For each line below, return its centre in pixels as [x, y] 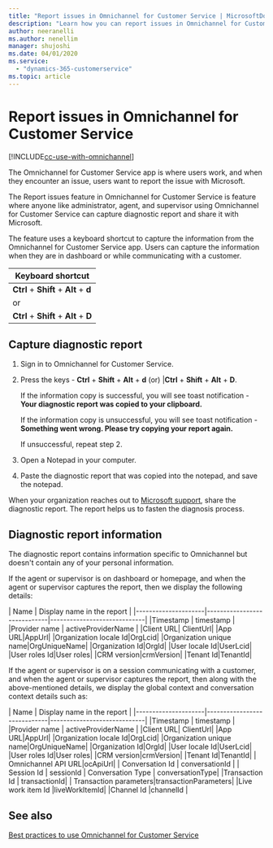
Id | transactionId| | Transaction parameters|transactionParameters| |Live [130, 781]
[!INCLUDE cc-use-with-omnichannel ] [71, 156]
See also [30, 815]
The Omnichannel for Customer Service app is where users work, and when [135, 172]
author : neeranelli [41, 31]
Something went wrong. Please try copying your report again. [126, 428]
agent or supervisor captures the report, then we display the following [126, 587]
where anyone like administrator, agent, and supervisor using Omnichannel [134, 205]
